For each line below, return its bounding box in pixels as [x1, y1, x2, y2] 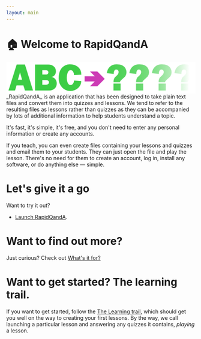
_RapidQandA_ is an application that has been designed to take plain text [6, 93, 186, 100]
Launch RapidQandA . [14, 213, 68, 220]
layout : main [6, 10, 39, 16]
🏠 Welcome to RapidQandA [6, 37, 149, 51]
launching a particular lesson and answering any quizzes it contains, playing [6, 320, 195, 328]
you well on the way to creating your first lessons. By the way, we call [6, 314, 178, 321]
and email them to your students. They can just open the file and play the [6, 148, 187, 155]
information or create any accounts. [6, 130, 95, 137]
